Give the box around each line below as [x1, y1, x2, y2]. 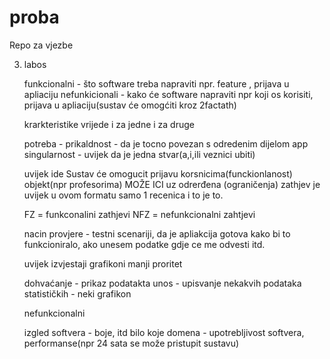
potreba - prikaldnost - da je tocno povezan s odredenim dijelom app [23, 137, 309, 150]
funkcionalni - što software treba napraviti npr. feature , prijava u [23, 77, 290, 90]
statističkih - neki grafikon [23, 287, 132, 300]
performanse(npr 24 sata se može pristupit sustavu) [23, 337, 240, 349]
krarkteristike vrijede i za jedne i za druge [23, 118, 195, 130]
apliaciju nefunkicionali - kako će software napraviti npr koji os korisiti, [23, 88, 314, 100]
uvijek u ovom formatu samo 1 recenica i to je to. [23, 189, 224, 201]
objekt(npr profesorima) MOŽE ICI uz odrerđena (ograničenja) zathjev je [23, 178, 321, 190]
